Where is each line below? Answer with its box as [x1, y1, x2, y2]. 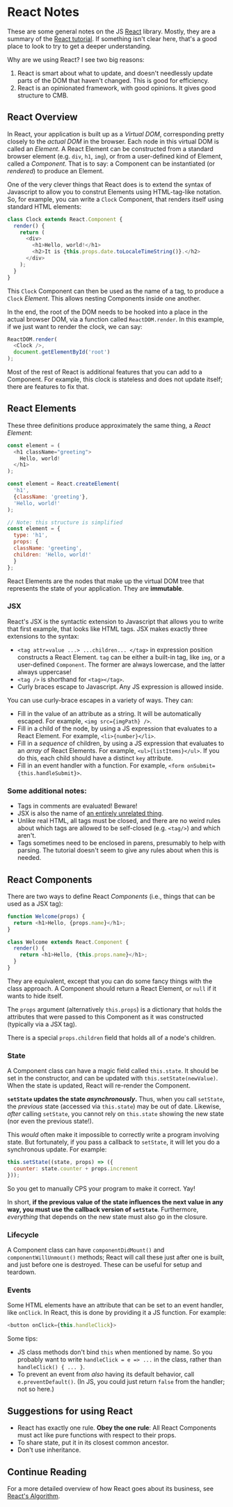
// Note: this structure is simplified [7, 519, 123, 526]
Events [7, 1285, 31, 1295]
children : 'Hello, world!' [13, 551, 92, 558]
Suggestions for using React [7, 1405, 134, 1417]
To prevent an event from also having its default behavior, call [17, 1370, 195, 1378]
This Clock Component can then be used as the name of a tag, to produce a [7, 287, 224, 295]
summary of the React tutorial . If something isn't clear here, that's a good [7, 34, 217, 42]
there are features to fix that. [7, 383, 89, 390]
